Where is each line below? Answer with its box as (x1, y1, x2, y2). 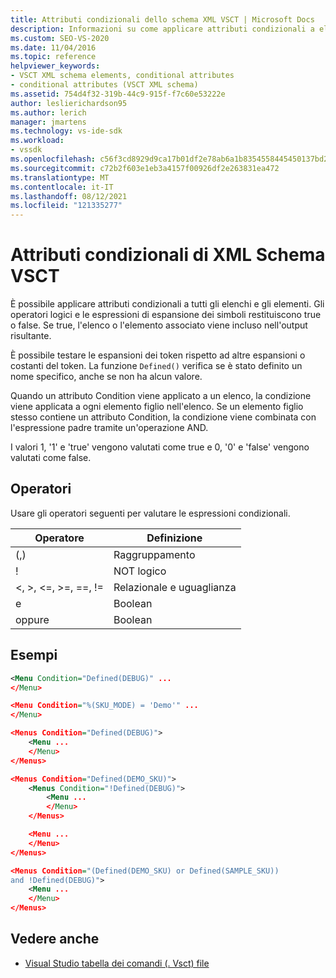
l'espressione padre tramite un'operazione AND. (10, 422, 209, 434)
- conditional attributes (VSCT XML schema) (10, 80, 199, 90)
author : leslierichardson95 (10, 98, 128, 108)
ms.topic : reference (10, 52, 97, 62)
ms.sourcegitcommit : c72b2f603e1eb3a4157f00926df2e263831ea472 (10, 163, 280, 173)
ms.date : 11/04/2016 (10, 42, 97, 53)
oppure (15, 612, 50, 626)
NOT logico (113, 564, 167, 578)
